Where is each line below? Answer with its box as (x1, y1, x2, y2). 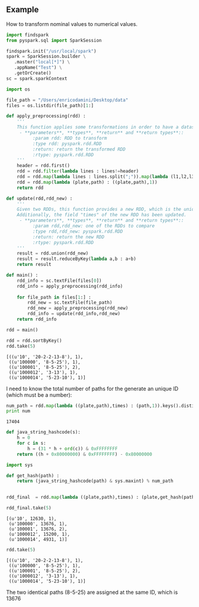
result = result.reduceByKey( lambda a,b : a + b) (17, 256, 136, 262)
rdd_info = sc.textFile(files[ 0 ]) (17, 278, 102, 284)
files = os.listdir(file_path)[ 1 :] (6, 102, 94, 108)
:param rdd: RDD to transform (32, 135, 108, 141)
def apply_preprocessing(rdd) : (6, 113, 86, 119)
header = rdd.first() (17, 163, 70, 169)
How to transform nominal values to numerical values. (6, 20, 138, 27)
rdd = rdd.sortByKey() (6, 338, 62, 343)
